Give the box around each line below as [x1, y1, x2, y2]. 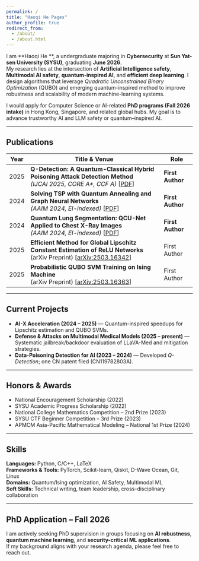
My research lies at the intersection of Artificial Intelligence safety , [6, 65, 172, 72]
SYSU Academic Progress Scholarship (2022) [14, 402, 127, 410]
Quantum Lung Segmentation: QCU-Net [30, 214, 146, 222]
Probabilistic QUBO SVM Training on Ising [30, 262, 151, 271]
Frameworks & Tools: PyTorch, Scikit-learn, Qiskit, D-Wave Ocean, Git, [6, 467, 179, 474]
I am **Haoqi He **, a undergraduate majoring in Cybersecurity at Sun [6, 53, 181, 59]
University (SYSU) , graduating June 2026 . [17, 59, 123, 66]
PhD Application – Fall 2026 [6, 514, 110, 524]
